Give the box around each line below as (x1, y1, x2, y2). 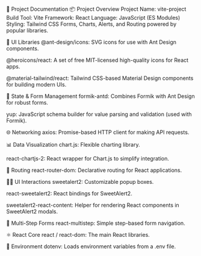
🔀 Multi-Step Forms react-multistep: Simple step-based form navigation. (6, 219, 185, 227)
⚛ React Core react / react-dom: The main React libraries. (6, 231, 150, 238)
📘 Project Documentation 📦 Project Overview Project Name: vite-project (6, 5, 187, 13)
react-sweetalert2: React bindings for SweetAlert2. (6, 190, 132, 197)
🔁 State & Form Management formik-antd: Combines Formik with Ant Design (6, 93, 195, 100)
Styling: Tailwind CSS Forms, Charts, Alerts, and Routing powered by (6, 20, 177, 28)
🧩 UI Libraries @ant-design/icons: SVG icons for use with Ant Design (6, 38, 176, 46)
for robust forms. (6, 99, 48, 106)
